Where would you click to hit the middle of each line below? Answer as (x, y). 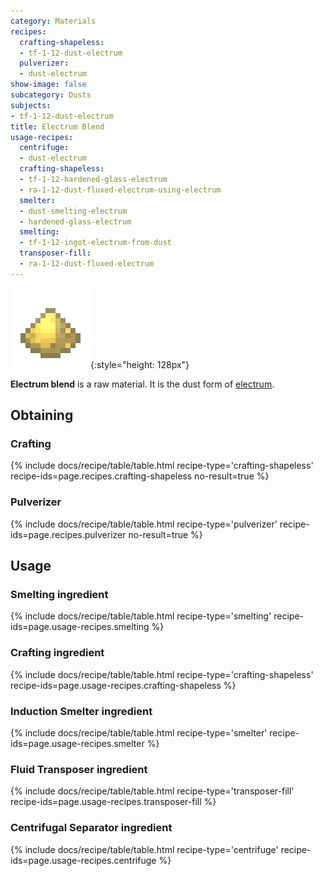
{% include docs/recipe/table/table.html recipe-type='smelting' (141, 616)
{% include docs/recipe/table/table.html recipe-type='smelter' (139, 733)
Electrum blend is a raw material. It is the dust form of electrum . (142, 384)
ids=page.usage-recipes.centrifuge (83, 860)
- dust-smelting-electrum (73, 211)
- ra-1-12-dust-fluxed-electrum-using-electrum (120, 190)
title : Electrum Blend (57, 126)
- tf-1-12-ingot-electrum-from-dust (95, 243)
